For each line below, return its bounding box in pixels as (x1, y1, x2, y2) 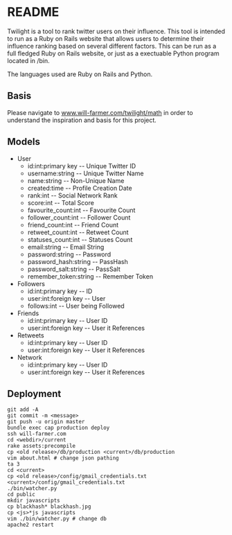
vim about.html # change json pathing (7, 455, 119, 462)
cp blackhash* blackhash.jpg (7, 503, 91, 510)
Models (7, 136, 40, 148)
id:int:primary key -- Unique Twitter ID (27, 161, 136, 170)
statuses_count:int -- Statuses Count (27, 235, 133, 243)
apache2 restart (7, 521, 54, 529)
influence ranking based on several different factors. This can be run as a (7, 42, 217, 50)
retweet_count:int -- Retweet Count (27, 228, 130, 236)
